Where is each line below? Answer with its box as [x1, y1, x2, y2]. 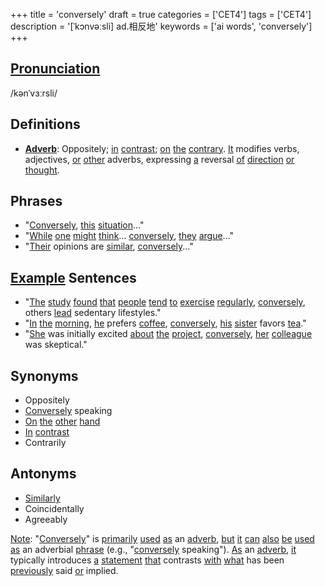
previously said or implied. [10, 564, 119, 576]
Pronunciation [10, 60, 101, 78]
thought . [24, 164, 60, 176]
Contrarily [24, 437, 67, 449]
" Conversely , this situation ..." [24, 219, 145, 231]
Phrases [10, 193, 63, 210]
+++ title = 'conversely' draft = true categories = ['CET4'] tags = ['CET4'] [10, 9, 312, 20]
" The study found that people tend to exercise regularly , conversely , [24, 296, 306, 308]
